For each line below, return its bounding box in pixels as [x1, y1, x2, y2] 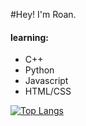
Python [24, 64, 55, 76]
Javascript [24, 75, 69, 87]
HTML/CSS [24, 85, 72, 98]
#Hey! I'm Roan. [10, 9, 77, 20]
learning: [10, 31, 49, 43]
